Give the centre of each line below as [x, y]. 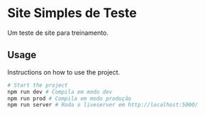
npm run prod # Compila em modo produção [70, 98]
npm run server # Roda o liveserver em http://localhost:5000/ [103, 105]
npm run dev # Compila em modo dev [60, 92]
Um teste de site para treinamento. [58, 33]
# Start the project [38, 85]
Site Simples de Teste [72, 13]
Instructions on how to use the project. [64, 72]
